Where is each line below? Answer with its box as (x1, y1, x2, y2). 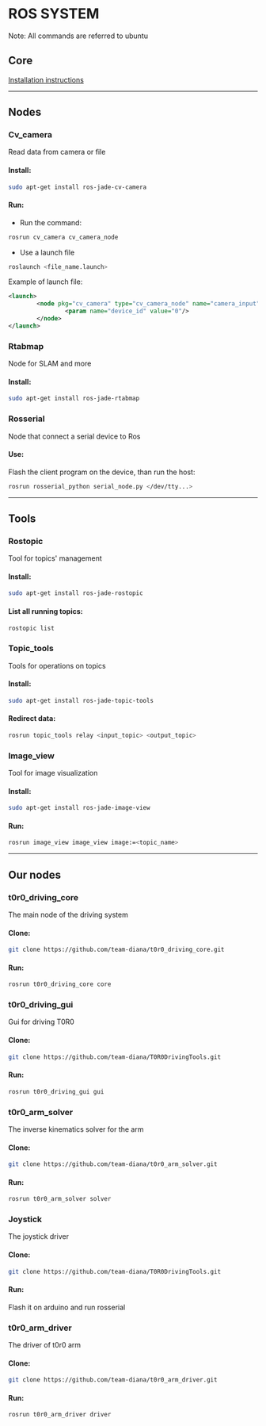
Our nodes (8, 868, 62, 881)
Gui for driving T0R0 (8, 1017, 75, 1027)
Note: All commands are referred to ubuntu (8, 31, 149, 40)
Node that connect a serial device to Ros (8, 431, 141, 441)
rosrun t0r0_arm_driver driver (8, 1411, 112, 1419)
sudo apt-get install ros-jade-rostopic (8, 589, 144, 597)
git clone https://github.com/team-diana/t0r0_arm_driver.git (8, 1376, 218, 1384)
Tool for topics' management (8, 554, 103, 563)
